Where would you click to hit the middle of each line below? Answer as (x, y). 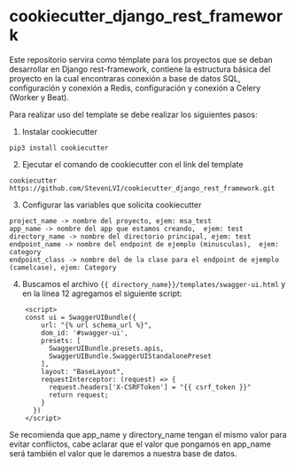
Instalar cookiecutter (59, 131)
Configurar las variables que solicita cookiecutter (112, 205)
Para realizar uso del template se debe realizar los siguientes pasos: (133, 114)
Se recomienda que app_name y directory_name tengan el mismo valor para (148, 434)
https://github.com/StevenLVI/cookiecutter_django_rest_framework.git (142, 188)
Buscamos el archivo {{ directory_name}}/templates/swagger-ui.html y (154, 284)
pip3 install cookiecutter (59, 148)
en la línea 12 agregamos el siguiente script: (102, 293)
